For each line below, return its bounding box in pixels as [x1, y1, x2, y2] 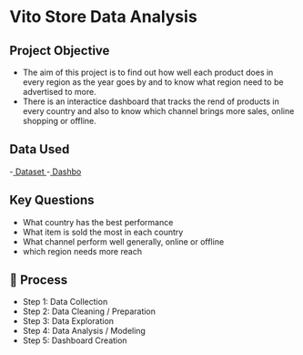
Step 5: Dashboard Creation [22, 335, 127, 346]
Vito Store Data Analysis [9, 6, 197, 27]
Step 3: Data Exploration [22, 316, 115, 327]
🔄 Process [9, 272, 68, 288]
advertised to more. [22, 87, 97, 97]
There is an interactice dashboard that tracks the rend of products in [22, 96, 279, 107]
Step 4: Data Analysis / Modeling [22, 326, 146, 337]
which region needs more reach [22, 245, 143, 256]
